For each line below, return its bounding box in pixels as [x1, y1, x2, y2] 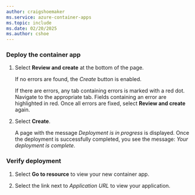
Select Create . [14, 117, 51, 125]
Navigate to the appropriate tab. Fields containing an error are [14, 94, 166, 101]
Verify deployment [6, 157, 61, 165]
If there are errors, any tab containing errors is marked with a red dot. [14, 87, 185, 94]
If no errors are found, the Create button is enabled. [14, 76, 141, 83]
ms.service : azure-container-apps [6, 14, 92, 20]
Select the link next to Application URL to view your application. [14, 182, 171, 189]
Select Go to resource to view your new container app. [14, 171, 150, 178]
